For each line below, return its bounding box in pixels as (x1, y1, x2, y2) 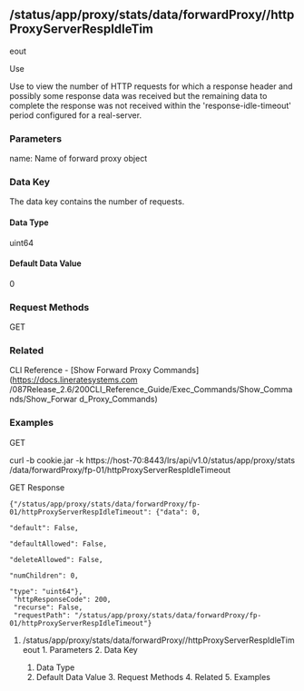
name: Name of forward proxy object (9, 153, 148, 164)
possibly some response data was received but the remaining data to (9, 90, 268, 101)
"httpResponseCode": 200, (13, 595, 112, 604)
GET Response (9, 481, 65, 493)
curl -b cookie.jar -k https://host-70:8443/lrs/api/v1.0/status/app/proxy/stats (9, 454, 296, 466)
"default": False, (9, 523, 79, 532)
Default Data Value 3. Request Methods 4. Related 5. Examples (35, 671, 270, 682)
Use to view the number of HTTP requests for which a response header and (9, 81, 293, 92)
